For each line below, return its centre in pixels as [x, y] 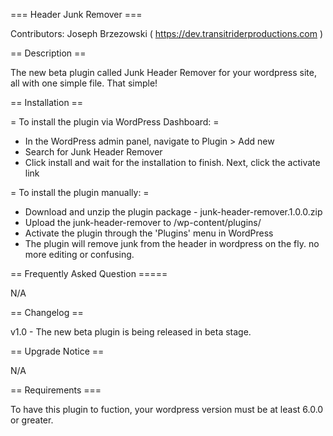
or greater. [32, 420]
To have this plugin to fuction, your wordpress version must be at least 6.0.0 [167, 409]
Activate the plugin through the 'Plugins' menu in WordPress [149, 233]
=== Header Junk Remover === [76, 14]
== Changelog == [47, 312]
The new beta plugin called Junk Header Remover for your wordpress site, [163, 72]
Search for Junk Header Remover [93, 152]
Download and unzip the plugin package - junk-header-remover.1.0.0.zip [173, 212]
